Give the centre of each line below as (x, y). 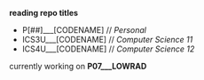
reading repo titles (43, 13)
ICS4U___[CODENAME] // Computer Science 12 (108, 49)
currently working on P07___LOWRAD (78, 66)
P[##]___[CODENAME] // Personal (84, 30)
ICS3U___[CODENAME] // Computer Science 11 (107, 40)
